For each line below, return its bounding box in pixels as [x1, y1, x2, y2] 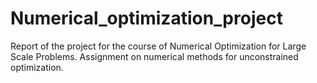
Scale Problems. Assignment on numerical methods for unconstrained [10, 50, 299, 62]
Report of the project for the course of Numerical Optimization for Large [10, 40, 307, 52]
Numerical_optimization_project [10, 7, 283, 30]
